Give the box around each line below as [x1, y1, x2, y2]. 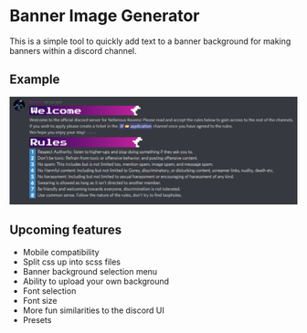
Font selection [22, 285, 77, 297]
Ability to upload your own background [22, 276, 170, 286]
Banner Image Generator [9, 5, 200, 26]
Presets [22, 314, 52, 325]
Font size [22, 295, 58, 306]
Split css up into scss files [22, 256, 122, 267]
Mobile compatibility [22, 246, 100, 257]
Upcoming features [9, 223, 122, 238]
